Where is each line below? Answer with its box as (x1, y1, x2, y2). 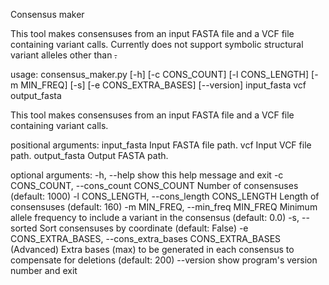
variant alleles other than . (10, 49, 118, 61)
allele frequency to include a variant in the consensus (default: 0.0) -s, (10, 212, 300, 223)
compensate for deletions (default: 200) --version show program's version (10, 254, 318, 266)
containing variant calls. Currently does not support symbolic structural (10, 39, 304, 50)
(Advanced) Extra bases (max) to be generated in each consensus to (10, 244, 295, 255)
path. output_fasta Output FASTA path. (10, 150, 169, 161)
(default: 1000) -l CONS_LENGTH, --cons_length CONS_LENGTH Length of (10, 190, 320, 202)
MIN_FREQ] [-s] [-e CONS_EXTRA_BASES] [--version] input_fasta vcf (20, 79, 307, 91)
